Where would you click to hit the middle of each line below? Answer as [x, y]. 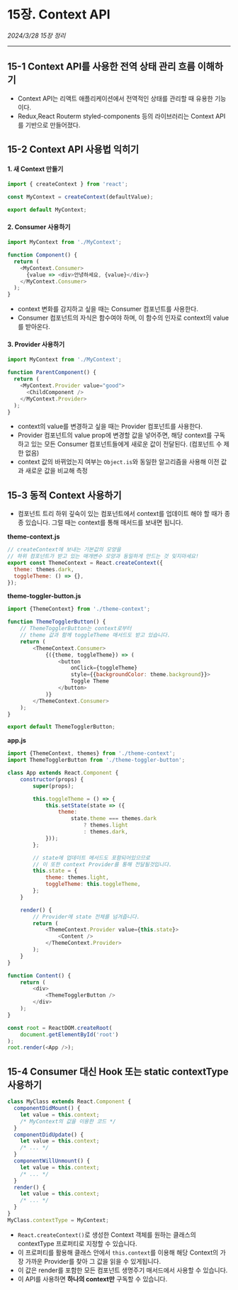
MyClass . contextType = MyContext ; [58, 1220]
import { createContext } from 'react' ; [68, 184]
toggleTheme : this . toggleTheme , [93, 884]
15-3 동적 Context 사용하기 [64, 495]
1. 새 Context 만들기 [35, 169]
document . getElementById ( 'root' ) [69, 1034]
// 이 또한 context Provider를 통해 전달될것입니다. [102, 864]
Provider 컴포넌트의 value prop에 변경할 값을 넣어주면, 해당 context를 [115, 435]
